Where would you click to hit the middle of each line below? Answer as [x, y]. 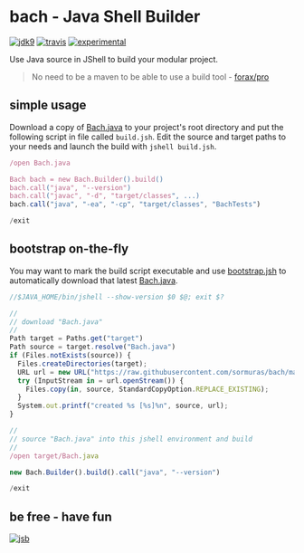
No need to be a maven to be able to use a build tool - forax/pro [150, 76]
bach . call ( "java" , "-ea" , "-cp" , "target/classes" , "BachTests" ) [135, 205]
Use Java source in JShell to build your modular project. [114, 59]
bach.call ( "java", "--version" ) [70, 187]
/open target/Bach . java [54, 456]
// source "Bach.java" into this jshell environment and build [131, 439]
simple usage [48, 105]
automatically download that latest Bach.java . [94, 280]
